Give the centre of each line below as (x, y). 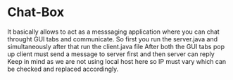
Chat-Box (36, 12)
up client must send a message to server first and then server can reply (111, 54)
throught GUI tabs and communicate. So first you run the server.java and (113, 39)
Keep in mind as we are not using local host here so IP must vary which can (117, 61)
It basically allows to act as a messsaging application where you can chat (113, 32)
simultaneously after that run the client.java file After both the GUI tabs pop (116, 46)
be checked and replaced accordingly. (63, 69)
